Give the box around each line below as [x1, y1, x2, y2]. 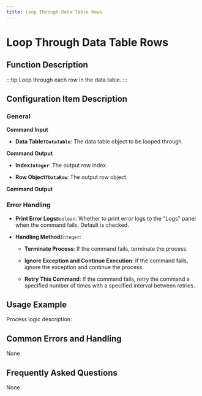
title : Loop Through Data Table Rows [6, 9, 103, 15]
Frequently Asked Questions [6, 367, 118, 378]
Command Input [6, 126, 48, 134]
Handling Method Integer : [15, 233, 81, 240]
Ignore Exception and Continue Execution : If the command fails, [24, 257, 189, 264]
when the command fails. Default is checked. [15, 221, 130, 229]
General [6, 112, 31, 120]
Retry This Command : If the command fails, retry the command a [24, 275, 190, 283]
